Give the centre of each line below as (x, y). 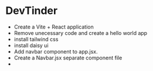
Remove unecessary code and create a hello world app (81, 33)
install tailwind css (36, 39)
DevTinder (32, 11)
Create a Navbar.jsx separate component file (68, 58)
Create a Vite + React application (54, 27)
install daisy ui (31, 45)
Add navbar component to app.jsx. (56, 51)
